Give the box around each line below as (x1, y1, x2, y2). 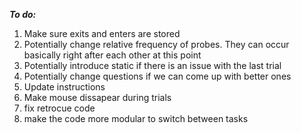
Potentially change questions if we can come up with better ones (23, 70, 292, 82)
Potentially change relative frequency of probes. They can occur (23, 39, 290, 50)
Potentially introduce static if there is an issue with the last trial (23, 60, 282, 71)
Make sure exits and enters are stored (23, 28, 181, 39)
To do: (9, 9, 37, 20)
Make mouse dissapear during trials (23, 92, 172, 103)
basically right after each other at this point (23, 49, 202, 61)
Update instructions (23, 81, 106, 93)
